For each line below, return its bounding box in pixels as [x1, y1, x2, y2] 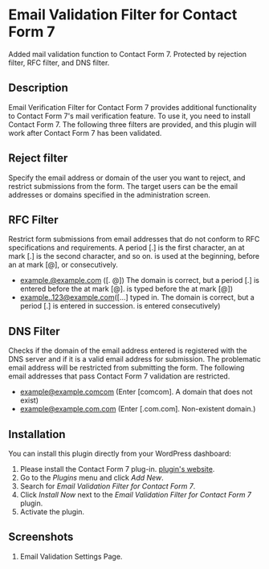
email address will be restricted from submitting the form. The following [8, 363, 245, 373]
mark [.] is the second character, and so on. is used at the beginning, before [8, 252, 260, 261]
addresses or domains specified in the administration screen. [8, 190, 210, 199]
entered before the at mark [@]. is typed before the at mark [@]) [19, 284, 233, 294]
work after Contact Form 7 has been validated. [8, 128, 162, 137]
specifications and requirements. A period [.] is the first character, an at [8, 243, 245, 252]
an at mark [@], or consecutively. [8, 260, 118, 270]
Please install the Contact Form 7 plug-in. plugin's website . [19, 465, 215, 473]
